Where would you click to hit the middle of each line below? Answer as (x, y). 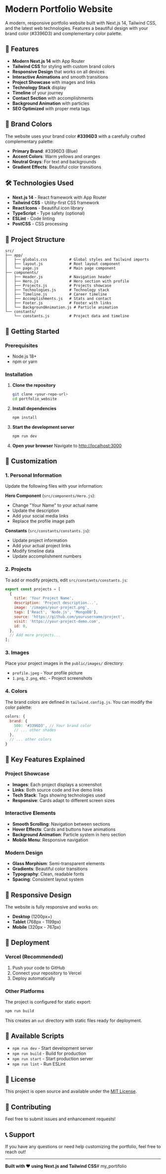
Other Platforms (25, 991)
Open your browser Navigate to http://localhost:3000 (67, 445)
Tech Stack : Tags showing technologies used (59, 795)
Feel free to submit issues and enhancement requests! (61, 1119)
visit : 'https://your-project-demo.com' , (57, 621)
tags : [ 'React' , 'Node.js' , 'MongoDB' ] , (56, 612)
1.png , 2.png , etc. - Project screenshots (52, 678)
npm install (24, 417)
